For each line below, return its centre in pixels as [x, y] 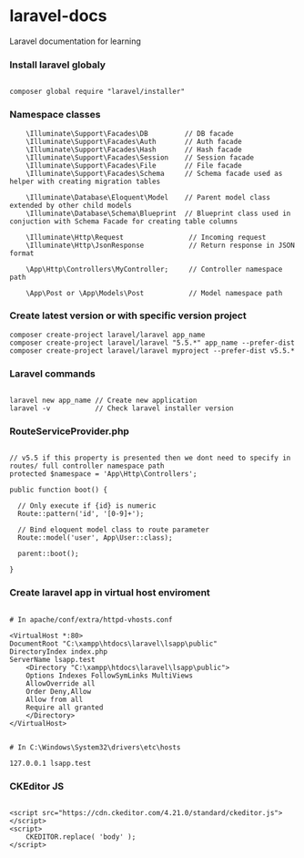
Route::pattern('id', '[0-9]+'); [81, 514]
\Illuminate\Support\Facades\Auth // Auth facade [134, 141]
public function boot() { [58, 490]
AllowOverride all [61, 683]
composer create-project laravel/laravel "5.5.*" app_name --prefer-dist [152, 343]
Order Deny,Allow [59, 691]
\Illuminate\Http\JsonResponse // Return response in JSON [161, 245]
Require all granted [65, 708]
